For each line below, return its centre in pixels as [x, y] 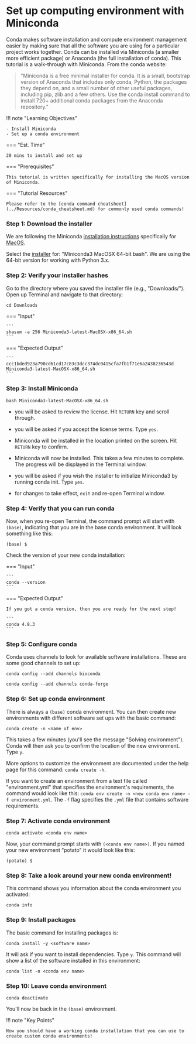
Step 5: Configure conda [42, 644]
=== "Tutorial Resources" [37, 193]
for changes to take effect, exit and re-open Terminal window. [90, 493]
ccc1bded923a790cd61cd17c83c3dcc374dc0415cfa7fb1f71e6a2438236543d [90, 364]
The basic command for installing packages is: [62, 933]
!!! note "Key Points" [30, 1020]
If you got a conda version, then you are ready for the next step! [91, 609]
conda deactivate [27, 998]
